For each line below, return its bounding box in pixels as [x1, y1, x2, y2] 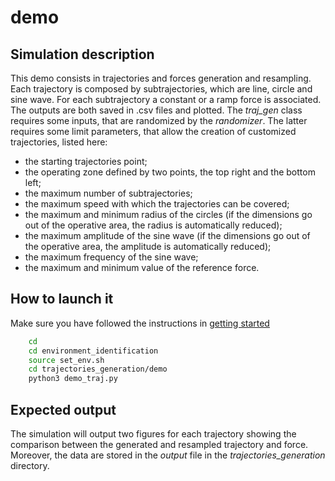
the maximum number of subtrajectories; [24, 187, 193, 199]
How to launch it [10, 291, 114, 308]
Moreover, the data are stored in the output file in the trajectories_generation [10, 449, 326, 461]
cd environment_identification [28, 346, 159, 356]
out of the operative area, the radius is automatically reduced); [24, 219, 283, 231]
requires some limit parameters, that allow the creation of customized [10, 126, 297, 137]
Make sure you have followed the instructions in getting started [10, 317, 270, 329]
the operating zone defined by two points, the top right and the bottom [24, 166, 316, 178]
